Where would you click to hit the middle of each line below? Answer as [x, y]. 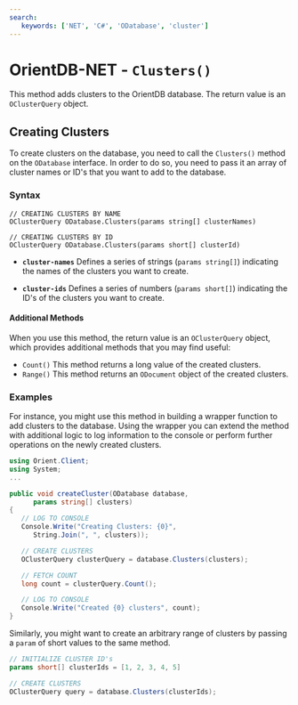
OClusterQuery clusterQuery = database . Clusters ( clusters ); [135, 559]
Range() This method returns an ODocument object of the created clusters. [155, 374]
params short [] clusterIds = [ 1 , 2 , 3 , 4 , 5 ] [95, 667]
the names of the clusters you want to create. [105, 271]
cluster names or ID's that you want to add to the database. [118, 172]
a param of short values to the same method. [90, 643]
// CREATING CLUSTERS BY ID [61, 237]
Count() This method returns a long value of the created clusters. [141, 364]
